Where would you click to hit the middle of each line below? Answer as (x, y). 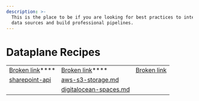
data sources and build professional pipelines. (73, 23)
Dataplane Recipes (53, 52)
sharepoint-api (30, 80)
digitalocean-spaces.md (96, 90)
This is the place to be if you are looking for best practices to (97, 17)
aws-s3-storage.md (90, 80)
